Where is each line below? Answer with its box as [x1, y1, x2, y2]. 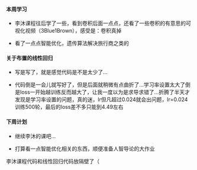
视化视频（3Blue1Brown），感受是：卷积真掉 [14, 27, 122, 34]
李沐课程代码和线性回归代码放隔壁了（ [6, 158, 99, 165]
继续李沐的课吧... [14, 132, 56, 139]
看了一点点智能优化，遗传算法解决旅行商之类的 [14, 40, 129, 47]
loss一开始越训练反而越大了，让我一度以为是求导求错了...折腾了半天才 [20, 89, 190, 96]
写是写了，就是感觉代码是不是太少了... [14, 69, 108, 76]
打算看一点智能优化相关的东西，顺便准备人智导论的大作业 [14, 145, 155, 152]
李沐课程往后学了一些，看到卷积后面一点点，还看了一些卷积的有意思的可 [14, 20, 191, 27]
